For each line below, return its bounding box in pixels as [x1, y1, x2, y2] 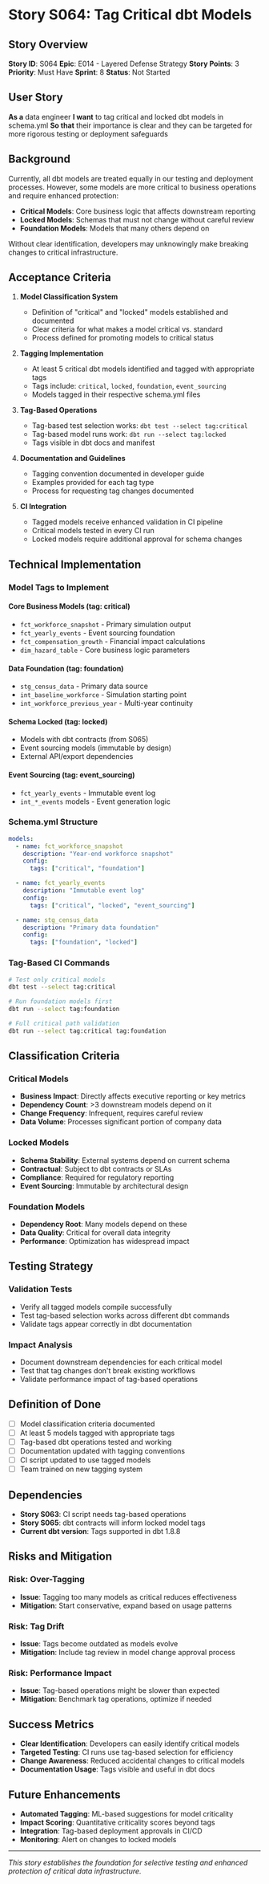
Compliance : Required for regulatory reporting [19, 1172, 175, 1182]
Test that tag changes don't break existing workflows [19, 1366, 196, 1376]
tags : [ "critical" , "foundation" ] [29, 865, 146, 873]
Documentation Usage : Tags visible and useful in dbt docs [19, 1764, 215, 1774]
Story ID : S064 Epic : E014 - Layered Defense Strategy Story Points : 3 [8, 59, 240, 68]
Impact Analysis [8, 1339, 74, 1350]
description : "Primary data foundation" [22, 924, 159, 932]
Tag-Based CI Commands [8, 957, 110, 969]
